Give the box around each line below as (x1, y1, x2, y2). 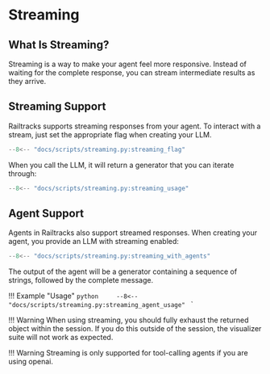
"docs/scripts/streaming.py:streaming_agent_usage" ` (8, 300, 193, 309)
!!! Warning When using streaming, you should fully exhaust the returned (8, 315, 249, 325)
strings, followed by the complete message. (8, 275, 154, 285)
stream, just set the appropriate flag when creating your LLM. (8, 129, 212, 139)
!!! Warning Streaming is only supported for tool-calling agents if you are (8, 348, 248, 358)
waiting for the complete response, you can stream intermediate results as (8, 68, 255, 78)
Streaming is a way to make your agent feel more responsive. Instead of (8, 59, 247, 69)
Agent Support (8, 206, 85, 220)
